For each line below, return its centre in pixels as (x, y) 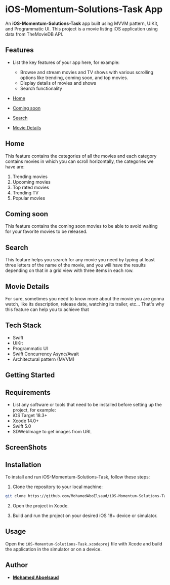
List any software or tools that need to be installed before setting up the (87, 405)
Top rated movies (31, 187)
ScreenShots (26, 448)
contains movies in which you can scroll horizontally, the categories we (79, 161)
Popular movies (29, 198)
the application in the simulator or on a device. (54, 549)
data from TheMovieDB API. (34, 34)
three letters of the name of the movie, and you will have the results (76, 265)
